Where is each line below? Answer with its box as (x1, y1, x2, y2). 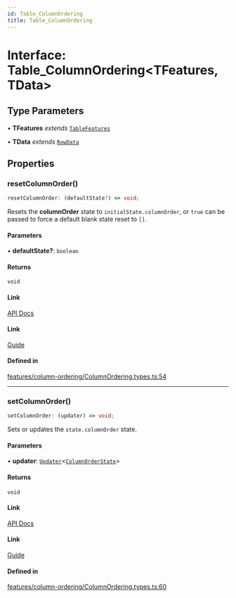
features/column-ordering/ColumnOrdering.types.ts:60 (7, 583, 167, 591)
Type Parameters (7, 105, 84, 117)
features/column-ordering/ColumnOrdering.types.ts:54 (7, 372, 167, 381)
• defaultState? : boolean (7, 247, 79, 255)
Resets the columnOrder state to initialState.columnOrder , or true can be (7, 208, 225, 216)
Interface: (7, 47, 67, 63)
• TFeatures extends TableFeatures (7, 124, 111, 132)
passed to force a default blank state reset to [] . (7, 215, 147, 224)
